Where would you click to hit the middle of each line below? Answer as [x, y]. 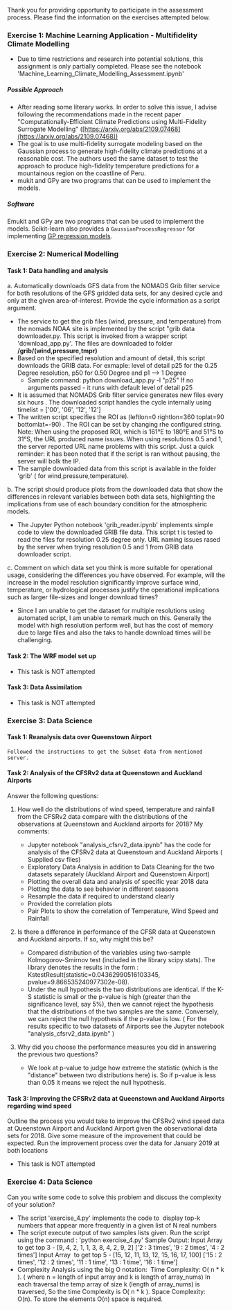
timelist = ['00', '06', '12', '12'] [59, 410]
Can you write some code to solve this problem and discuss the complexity [114, 1197]
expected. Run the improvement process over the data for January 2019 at [114, 1143]
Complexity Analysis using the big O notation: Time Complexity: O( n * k [121, 1269]
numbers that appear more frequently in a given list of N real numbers [117, 1225]
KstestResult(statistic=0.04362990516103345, [94, 975]
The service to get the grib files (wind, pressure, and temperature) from [119, 321]
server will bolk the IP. [49, 461]
